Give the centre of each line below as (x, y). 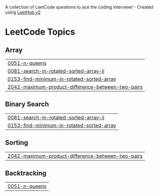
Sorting (17, 143)
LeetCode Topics (40, 32)
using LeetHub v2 (23, 12)
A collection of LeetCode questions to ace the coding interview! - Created (79, 7)
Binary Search (27, 104)
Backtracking (26, 173)
